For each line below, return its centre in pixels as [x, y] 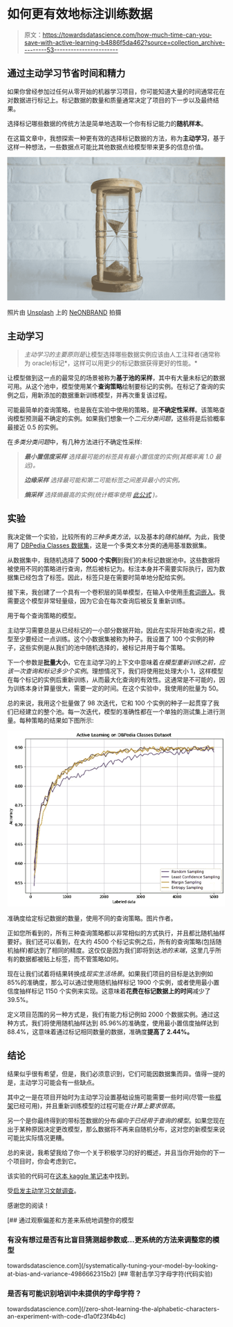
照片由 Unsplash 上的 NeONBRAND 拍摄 [64, 312]
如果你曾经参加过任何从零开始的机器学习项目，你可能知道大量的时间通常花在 [116, 91]
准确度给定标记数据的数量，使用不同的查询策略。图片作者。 [92, 918]
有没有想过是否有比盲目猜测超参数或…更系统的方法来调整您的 [110, 1240]
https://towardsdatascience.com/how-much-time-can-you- [127, 35]
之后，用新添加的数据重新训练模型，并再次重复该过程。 [92, 395]
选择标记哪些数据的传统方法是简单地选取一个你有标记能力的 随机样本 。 [107, 123]
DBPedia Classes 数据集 [55, 545]
